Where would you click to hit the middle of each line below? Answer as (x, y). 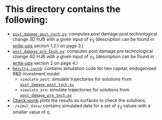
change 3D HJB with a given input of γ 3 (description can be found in (83, 40)
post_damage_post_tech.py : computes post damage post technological (85, 34)
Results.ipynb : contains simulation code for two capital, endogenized (84, 68)
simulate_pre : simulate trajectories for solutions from (74, 89)
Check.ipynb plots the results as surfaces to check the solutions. (79, 100)
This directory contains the (63, 9)
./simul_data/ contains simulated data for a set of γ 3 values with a (81, 106)
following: (27, 20)
